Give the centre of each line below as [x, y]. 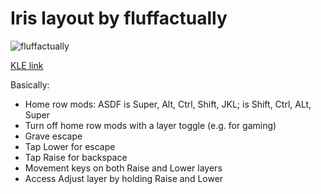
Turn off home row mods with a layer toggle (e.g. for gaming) [150, 125]
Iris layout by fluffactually [119, 18]
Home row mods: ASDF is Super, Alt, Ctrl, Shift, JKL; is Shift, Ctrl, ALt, [168, 104]
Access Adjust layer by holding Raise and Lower [124, 178]
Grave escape [53, 136]
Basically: [30, 84]
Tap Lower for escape [70, 146]
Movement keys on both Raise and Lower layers [123, 168]
